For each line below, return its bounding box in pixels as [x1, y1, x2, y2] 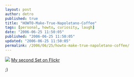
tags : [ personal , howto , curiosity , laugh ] [5, 25, 95, 30]
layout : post [5, 7, 32, 12]
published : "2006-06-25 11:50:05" [5, 34, 76, 39]
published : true [5, 16, 38, 21]
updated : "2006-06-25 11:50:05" [5, 39, 71, 44]
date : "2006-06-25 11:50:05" [5, 30, 64, 34]
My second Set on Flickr [11, 57, 60, 63]
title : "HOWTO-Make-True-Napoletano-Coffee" [5, 20, 97, 26]
